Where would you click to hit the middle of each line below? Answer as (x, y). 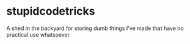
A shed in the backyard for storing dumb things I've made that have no (95, 28)
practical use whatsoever (38, 34)
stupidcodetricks (51, 11)
